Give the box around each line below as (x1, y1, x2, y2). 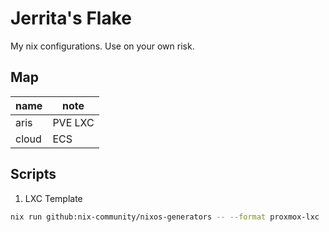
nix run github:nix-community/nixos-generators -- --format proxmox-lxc (10, 212, 320, 222)
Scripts (10, 166, 57, 183)
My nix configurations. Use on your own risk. (10, 40, 195, 52)
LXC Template (24, 192, 83, 204)
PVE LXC (52, 115, 95, 129)
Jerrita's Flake (10, 7, 132, 30)
